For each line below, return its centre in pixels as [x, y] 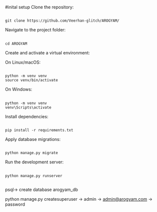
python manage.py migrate [31, 153]
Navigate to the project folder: [35, 30]
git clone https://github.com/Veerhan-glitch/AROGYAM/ [62, 21]
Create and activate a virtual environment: [47, 53]
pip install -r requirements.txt [39, 130]
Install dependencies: [27, 116]
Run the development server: [34, 162]
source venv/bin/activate [31, 80]
